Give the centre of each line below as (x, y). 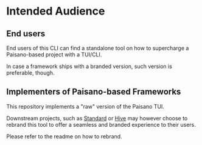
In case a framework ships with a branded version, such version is (89, 66)
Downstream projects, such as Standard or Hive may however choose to (97, 118)
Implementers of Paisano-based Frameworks (94, 92)
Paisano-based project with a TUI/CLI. (54, 55)
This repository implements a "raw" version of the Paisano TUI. (85, 106)
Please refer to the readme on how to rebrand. (64, 136)
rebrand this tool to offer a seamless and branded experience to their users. (101, 124)
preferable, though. (30, 73)
